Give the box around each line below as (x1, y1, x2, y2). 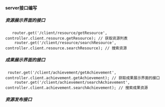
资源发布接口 (5, 96, 32, 102)
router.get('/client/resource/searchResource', (14, 40, 116, 45)
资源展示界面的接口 (5, 17, 46, 23)
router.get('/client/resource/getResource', (12, 30, 108, 35)
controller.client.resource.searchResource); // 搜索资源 (5, 46, 128, 51)
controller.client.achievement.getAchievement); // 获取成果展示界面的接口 (5, 75, 160, 81)
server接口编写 (5, 5, 37, 11)
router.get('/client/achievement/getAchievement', (7, 70, 116, 75)
